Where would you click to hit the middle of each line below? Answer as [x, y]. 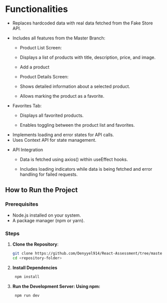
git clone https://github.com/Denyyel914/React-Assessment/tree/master [88, 253]
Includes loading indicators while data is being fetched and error [86, 169]
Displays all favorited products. [52, 115]
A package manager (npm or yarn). [48, 220]
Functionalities [37, 9]
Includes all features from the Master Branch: [59, 38]
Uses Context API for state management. [54, 140]
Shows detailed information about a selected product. [75, 86]
